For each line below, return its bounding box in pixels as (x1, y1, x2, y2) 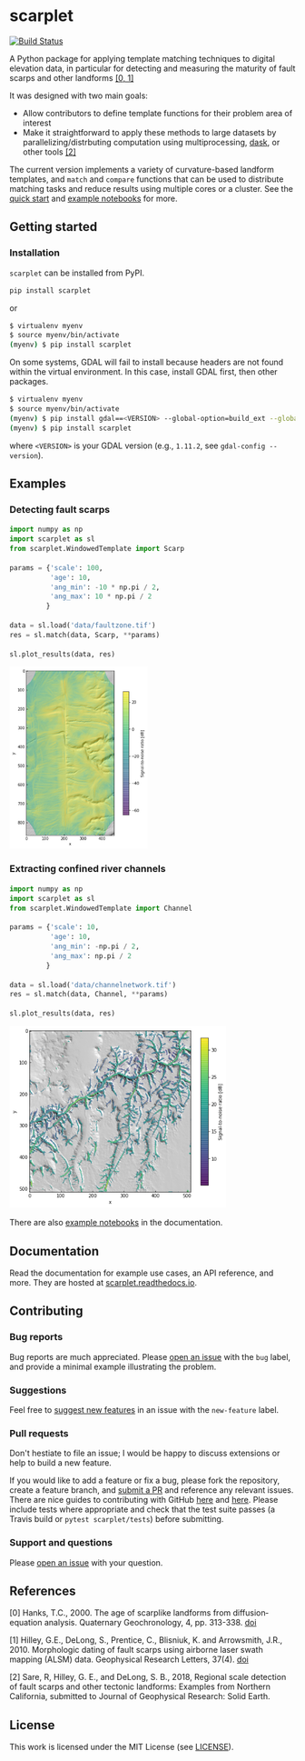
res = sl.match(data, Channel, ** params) (9, 990, 169, 999)
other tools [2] (22, 146, 77, 157)
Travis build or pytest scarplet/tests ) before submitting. (9, 1514, 224, 1525)
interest (22, 117, 52, 128)
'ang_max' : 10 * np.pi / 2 (49, 592, 152, 601)
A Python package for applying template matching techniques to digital (9, 53, 275, 64)
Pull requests (9, 1426, 69, 1439)
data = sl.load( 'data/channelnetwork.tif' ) (9, 980, 177, 989)
